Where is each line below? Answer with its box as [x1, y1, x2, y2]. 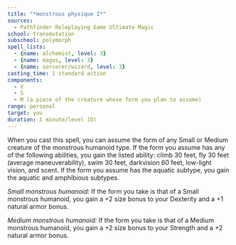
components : [7, 76, 43, 84]
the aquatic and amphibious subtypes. [7, 173, 119, 182]
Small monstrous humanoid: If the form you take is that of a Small [7, 187, 199, 195]
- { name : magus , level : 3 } [14, 57, 94, 64]
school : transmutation [7, 30, 75, 38]
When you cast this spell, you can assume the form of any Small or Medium [7, 136, 229, 144]
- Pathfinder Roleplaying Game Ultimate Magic [14, 23, 154, 31]
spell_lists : [7, 43, 46, 50]
